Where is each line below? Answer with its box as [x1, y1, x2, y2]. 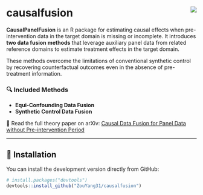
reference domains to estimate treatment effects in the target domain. [6, 45, 179, 53]
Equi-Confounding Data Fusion [14, 102, 95, 109]
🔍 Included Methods [6, 85, 68, 94]
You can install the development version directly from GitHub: [6, 165, 159, 173]
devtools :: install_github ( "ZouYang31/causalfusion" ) [6, 182, 142, 189]
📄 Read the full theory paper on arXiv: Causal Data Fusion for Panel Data [6, 120, 186, 127]
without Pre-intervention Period [6, 126, 85, 133]
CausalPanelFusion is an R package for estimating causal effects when [6, 26, 184, 33]
